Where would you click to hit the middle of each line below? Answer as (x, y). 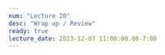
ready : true (28, 31)
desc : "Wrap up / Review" (52, 23)
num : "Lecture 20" (39, 16)
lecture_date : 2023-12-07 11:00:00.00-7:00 (83, 38)
